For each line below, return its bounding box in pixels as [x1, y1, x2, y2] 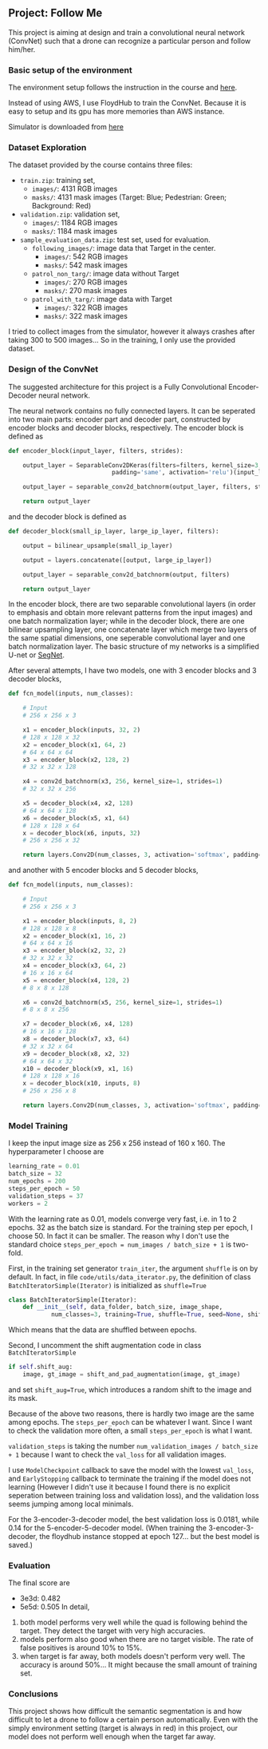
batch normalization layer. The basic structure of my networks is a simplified [8, 642, 259, 652]
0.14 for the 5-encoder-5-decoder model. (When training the [8, 1523, 207, 1533]
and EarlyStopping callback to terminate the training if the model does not [8, 1473, 251, 1483]
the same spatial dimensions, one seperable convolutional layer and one [8, 633, 246, 643]
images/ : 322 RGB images [43, 303, 128, 312]
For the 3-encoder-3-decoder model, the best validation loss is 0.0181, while [8, 1514, 259, 1524]
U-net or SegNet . [8, 650, 65, 660]
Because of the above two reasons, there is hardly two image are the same [8, 1409, 254, 1418]
